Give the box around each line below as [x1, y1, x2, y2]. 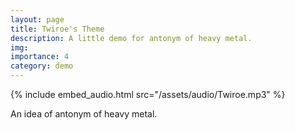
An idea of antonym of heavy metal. [10, 108, 158, 120]
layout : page [10, 14, 65, 25]
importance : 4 [10, 52, 70, 62]
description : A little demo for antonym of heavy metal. [10, 33, 253, 43]
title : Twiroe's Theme [10, 24, 105, 34]
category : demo [10, 61, 74, 71]
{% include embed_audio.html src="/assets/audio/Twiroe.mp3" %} [10, 89, 286, 100]
